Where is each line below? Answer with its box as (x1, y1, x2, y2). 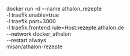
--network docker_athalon (6, 30, 71, 38)
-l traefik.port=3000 (6, 18, 56, 24)
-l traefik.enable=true (6, 11, 59, 18)
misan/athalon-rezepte (6, 43, 63, 50)
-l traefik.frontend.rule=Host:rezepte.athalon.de (6, 24, 125, 31)
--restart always (6, 37, 46, 43)
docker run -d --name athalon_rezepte (6, 5, 102, 12)
